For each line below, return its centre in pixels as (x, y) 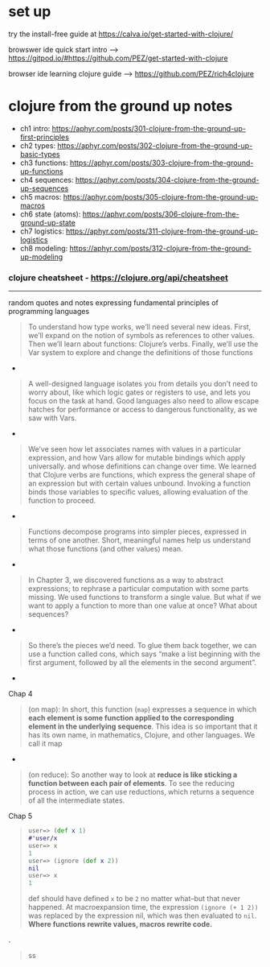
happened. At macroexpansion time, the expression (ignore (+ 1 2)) (143, 907)
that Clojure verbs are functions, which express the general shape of (141, 475)
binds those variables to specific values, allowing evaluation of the (138, 492)
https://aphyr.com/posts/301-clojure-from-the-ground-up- (149, 128)
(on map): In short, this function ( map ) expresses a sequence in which (142, 709)
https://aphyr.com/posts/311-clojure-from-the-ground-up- (162, 231)
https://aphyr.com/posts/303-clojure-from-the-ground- (162, 163)
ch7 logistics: (42, 231)
